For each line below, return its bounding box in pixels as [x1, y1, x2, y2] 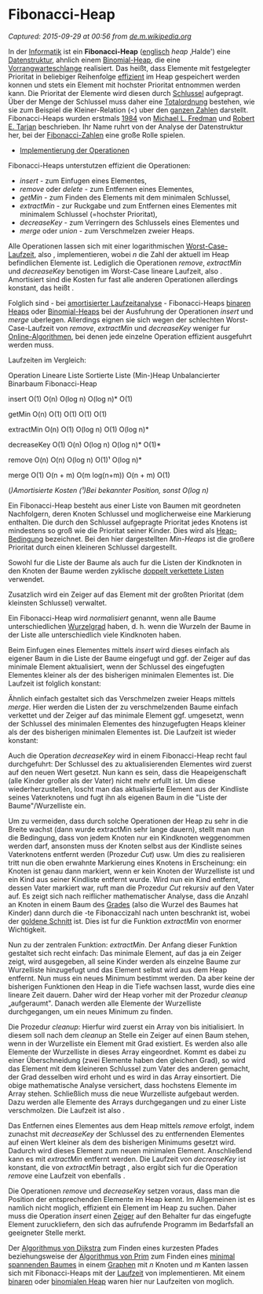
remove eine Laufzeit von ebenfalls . [8, 1171, 126, 1180]
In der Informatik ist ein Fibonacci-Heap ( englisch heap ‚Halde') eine [8, 46, 231, 56]
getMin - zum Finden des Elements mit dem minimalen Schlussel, [19, 193, 231, 202]
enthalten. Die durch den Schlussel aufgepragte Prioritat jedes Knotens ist [8, 517, 248, 527]
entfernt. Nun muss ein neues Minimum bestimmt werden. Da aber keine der [8, 973, 255, 983]
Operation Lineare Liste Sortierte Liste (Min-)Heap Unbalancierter [8, 370, 221, 380]
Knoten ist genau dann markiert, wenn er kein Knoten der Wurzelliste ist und [8, 866, 255, 876]
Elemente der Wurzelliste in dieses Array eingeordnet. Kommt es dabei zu [8, 1047, 247, 1057]
